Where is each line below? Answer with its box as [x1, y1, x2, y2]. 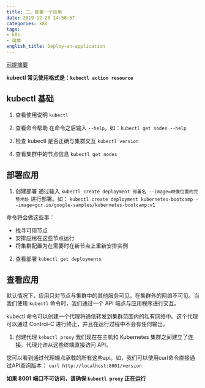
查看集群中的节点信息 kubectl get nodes [15, 150, 117, 157]
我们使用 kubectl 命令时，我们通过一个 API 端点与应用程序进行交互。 [6, 300, 180, 307]
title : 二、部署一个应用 [6, 9, 62, 15]
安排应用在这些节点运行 [15, 234, 75, 241]
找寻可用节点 [15, 227, 48, 234]
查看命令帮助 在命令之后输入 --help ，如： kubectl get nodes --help [15, 124, 187, 131]
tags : [6, 26, 20, 33]
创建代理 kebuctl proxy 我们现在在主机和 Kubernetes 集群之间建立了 [15, 333, 188, 341]
